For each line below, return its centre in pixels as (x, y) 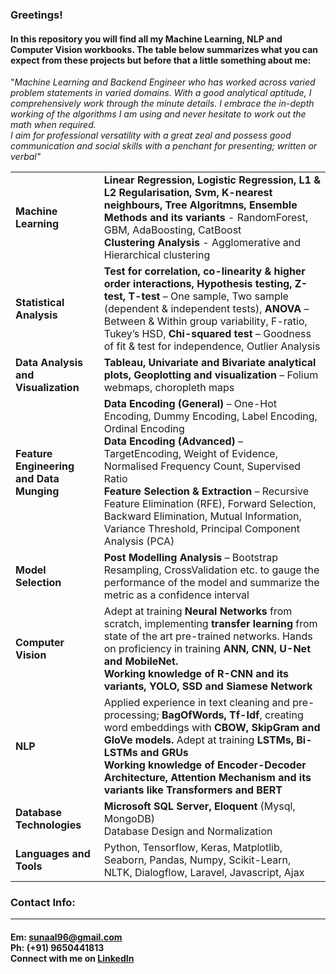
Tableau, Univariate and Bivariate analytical (210, 363)
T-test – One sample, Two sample (208, 296)
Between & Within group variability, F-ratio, (205, 321)
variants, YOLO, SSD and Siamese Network (208, 686)
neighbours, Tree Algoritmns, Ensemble (200, 205)
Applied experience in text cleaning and (196, 703)
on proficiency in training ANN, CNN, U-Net (207, 649)
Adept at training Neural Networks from (198, 611)
